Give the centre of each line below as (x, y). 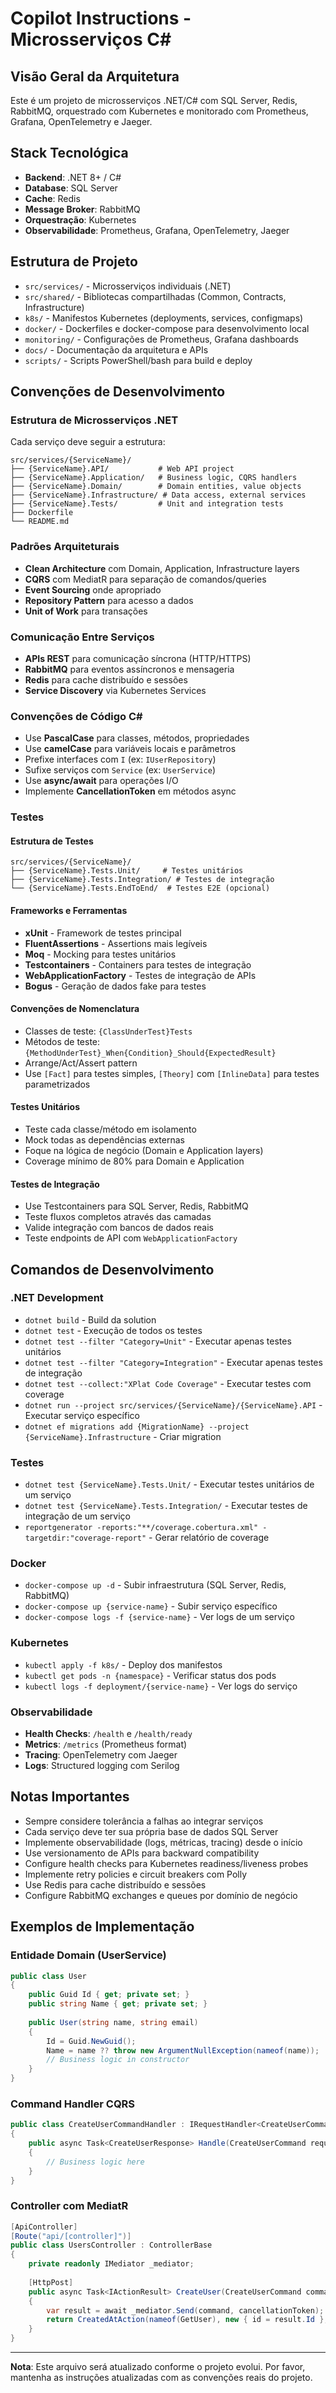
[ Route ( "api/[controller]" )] (71, 2236)
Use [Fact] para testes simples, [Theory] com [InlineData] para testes (172, 1073)
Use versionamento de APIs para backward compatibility (142, 1853)
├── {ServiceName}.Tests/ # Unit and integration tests (147, 504)
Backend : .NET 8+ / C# (73, 177)
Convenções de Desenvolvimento (118, 392)
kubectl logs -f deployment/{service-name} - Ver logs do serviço (161, 1686)
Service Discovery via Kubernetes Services (115, 690)
